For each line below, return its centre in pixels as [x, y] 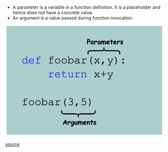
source [13, 144]
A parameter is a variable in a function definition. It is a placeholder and [87, 7]
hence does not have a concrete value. [53, 13]
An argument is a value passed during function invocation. [73, 18]
